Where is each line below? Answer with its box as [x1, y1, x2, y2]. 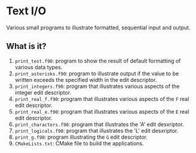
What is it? [6, 41, 47, 51]
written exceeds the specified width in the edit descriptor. [14, 76, 157, 83]
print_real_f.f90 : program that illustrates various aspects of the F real [14, 95, 189, 102]
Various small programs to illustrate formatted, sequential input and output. [6, 24, 191, 31]
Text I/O [6, 4, 47, 18]
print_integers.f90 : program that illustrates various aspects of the [14, 82, 180, 90]
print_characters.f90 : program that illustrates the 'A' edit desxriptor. [14, 121, 184, 128]
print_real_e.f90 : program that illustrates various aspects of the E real [14, 108, 189, 115]
